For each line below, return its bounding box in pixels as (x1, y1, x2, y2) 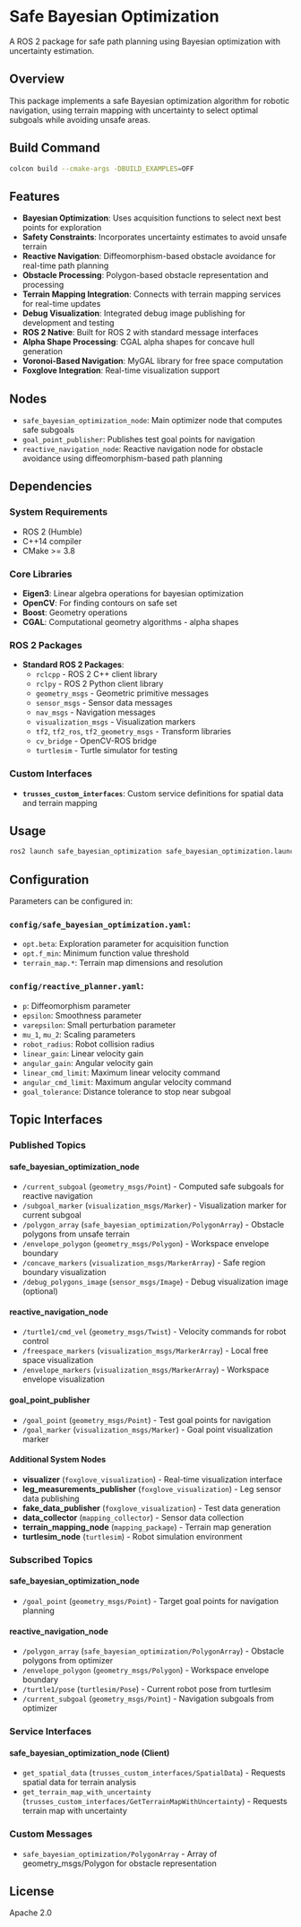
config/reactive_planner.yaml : (9, 980, 144, 993)
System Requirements (9, 506, 108, 518)
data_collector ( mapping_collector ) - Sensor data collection (21, 1512, 245, 1523)
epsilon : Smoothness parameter (21, 1010, 142, 1020)
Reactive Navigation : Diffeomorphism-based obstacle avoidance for (21, 251, 276, 262)
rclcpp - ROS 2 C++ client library (35, 669, 159, 680)
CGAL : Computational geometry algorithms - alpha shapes (21, 617, 239, 628)
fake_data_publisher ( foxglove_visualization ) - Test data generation (21, 1502, 280, 1513)
